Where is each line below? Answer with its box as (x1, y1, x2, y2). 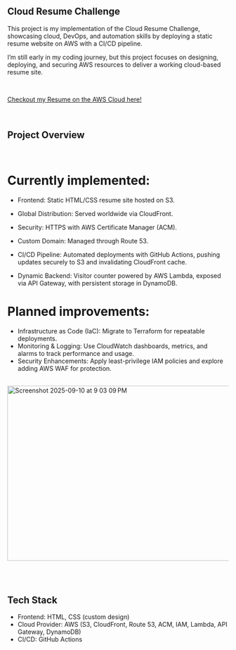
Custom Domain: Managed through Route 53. (17, 236, 149, 245)
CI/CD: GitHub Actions (17, 635, 83, 644)
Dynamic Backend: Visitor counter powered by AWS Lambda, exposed (17, 271, 221, 280)
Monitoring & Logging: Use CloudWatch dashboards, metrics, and (17, 341, 208, 350)
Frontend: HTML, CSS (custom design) (17, 613, 130, 621)
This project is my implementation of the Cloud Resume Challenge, (7, 24, 200, 32)
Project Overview (7, 129, 85, 141)
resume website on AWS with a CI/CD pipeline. (7, 39, 143, 48)
